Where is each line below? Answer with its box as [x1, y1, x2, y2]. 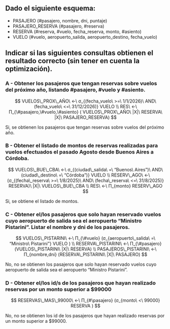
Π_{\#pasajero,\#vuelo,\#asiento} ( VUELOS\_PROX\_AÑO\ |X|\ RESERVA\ [8, 109, 163, 115]
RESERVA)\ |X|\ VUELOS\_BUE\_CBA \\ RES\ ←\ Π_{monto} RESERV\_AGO [8, 183, 163, 189]
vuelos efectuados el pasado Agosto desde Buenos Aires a [5, 148, 154, 156]
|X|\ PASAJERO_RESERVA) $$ [54, 114, 117, 120]
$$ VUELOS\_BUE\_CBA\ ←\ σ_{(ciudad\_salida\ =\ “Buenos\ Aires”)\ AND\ [8, 166, 163, 172]
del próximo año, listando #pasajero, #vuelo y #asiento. [5, 86, 146, 93]
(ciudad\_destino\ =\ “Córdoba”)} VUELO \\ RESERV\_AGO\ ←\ [21, 172, 150, 178]
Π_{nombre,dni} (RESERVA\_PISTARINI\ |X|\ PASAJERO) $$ [23, 251, 148, 258]
